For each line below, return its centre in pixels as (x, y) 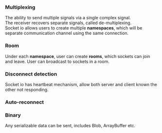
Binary (13, 115)
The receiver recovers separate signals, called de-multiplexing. (68, 23)
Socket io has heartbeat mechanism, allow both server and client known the (81, 84)
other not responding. (27, 89)
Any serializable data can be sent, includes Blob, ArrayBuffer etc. (70, 126)
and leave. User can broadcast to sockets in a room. (57, 61)
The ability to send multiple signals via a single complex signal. (68, 18)
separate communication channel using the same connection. (67, 33)
